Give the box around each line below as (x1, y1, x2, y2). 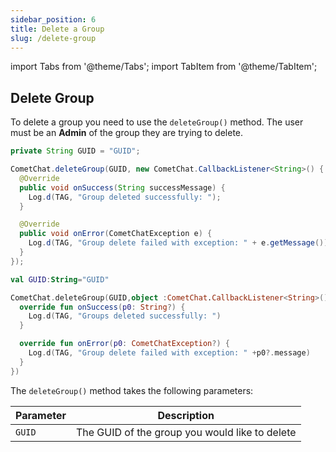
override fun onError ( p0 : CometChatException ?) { (19, 339, 230, 349)
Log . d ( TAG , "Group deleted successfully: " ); (28, 192, 222, 202)
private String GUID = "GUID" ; (10, 146, 141, 156)
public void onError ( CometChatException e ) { (19, 229, 213, 239)
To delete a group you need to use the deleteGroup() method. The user (10, 116, 304, 128)
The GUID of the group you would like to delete (75, 425, 297, 439)
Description (157, 408, 215, 422)
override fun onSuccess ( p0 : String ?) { (19, 302, 186, 312)
